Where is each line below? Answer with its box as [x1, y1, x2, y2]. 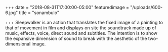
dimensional [5, 41, 31, 47]
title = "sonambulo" [19, 10, 60, 16]
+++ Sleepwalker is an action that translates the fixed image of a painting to [5, 20, 163, 25]
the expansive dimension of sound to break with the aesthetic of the [5, 35, 147, 41]
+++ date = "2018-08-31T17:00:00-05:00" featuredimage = [5, 5, 130, 10]
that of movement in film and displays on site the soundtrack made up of [5, 25, 157, 31]
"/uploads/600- [130, 5, 163, 10]
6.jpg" [5, 10, 18, 16]
